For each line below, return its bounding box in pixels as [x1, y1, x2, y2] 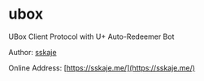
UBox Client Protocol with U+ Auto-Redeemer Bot [8, 32, 175, 41]
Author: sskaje [8, 47, 57, 57]
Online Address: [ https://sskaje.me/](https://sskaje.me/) [8, 62, 196, 73]
